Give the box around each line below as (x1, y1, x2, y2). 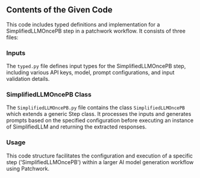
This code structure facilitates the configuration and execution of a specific (6, 152, 193, 159)
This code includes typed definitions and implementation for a (6, 21, 160, 28)
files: (6, 33, 19, 41)
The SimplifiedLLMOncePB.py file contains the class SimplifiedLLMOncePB (6, 104, 186, 111)
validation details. (6, 75, 50, 83)
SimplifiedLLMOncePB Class (6, 91, 92, 99)
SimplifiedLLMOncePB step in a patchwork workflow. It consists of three (6, 27, 186, 34)
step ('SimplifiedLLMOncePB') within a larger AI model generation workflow (6, 158, 194, 165)
